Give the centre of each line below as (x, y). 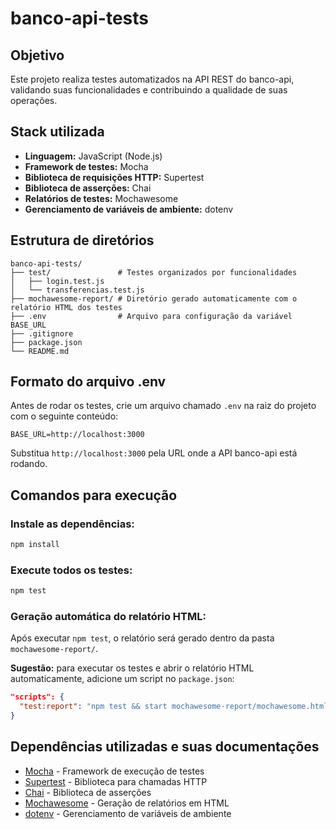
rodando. (29, 464)
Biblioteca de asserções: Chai (88, 188)
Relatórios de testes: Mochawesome (101, 198)
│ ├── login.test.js (57, 281)
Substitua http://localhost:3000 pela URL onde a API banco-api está (154, 453)
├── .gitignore (42, 333)
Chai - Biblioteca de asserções (88, 792)
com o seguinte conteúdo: (64, 416)
